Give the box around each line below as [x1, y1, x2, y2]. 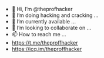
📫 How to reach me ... [11, 31, 66, 37]
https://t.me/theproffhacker [11, 39, 78, 46]
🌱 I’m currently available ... [11, 18, 76, 25]
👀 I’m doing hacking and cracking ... [11, 12, 99, 19]
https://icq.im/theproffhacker [11, 46, 82, 52]
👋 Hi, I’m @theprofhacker [11, 6, 73, 12]
